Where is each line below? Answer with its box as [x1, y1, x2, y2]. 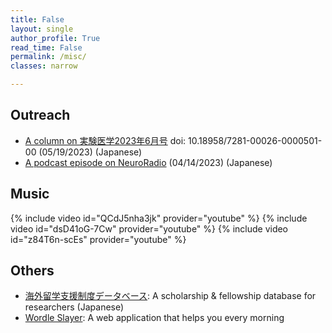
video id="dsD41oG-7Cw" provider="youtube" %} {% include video [10, 222, 289, 235]
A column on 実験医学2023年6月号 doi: [24, 134, 187, 146]
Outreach [10, 107, 71, 124]
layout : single [10, 24, 74, 34]
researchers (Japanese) [24, 301, 125, 313]
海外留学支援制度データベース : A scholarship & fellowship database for [24, 290, 317, 302]
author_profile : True [10, 33, 101, 43]
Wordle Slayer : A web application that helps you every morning [24, 312, 285, 324]
